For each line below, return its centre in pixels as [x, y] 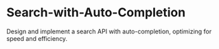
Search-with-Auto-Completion [96, 13]
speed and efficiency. [37, 38]
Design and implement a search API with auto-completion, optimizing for [109, 31]
